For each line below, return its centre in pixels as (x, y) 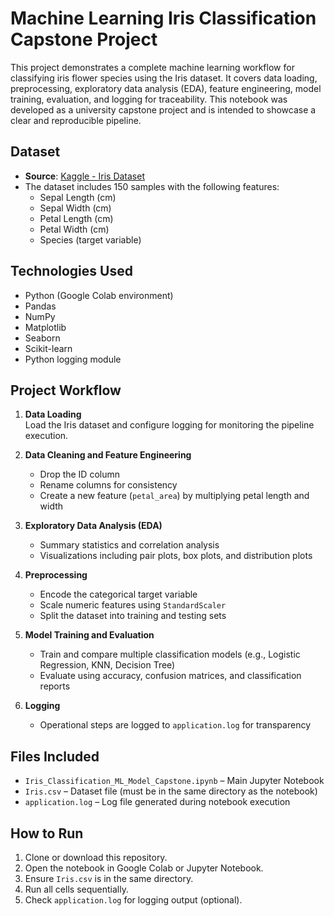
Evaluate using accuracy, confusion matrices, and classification (170, 676)
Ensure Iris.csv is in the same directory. (109, 878)
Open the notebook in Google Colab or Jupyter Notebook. (144, 868)
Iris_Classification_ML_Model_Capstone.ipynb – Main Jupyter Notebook (174, 781)
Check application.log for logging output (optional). (133, 900)
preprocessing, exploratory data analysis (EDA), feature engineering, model (166, 88)
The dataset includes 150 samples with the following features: (152, 186)
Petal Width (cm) (74, 229)
